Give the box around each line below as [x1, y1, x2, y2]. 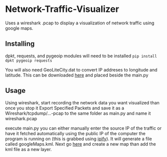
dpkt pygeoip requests [5, 58, 52, 63]
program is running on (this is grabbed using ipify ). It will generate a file [5, 136, 152, 142]
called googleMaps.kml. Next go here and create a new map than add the [5, 141, 156, 147]
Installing [5, 40, 35, 48]
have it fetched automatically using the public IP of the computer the [5, 130, 146, 136]
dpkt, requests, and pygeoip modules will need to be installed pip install [5, 53, 157, 59]
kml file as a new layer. [5, 146, 52, 152]
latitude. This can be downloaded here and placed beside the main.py [5, 72, 149, 78]
